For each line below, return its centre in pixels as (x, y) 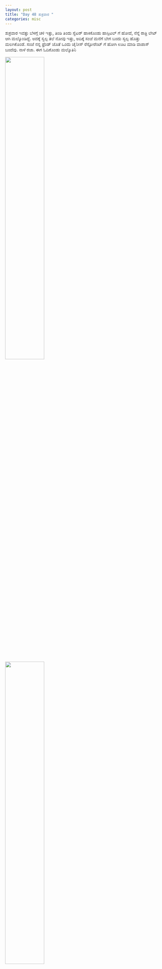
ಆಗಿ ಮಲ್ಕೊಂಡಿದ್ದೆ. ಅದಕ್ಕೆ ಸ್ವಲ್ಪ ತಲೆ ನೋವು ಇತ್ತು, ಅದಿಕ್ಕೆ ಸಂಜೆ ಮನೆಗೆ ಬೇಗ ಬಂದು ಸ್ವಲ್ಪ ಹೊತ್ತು (73, 39)
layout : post (19, 10)
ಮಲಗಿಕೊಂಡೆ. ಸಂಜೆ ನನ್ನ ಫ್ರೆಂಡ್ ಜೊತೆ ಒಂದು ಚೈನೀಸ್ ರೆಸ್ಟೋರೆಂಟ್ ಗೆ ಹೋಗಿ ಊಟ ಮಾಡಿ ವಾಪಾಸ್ (77, 44)
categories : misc (23, 19)
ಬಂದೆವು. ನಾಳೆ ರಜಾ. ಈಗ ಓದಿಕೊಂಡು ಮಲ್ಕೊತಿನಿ (41, 50)
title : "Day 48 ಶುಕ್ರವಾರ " (29, 14)
